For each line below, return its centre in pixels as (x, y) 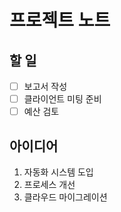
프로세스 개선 (49, 184)
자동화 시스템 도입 (58, 172)
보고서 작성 (45, 86)
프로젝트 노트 (60, 20)
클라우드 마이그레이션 (65, 197)
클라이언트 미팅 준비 (62, 99)
